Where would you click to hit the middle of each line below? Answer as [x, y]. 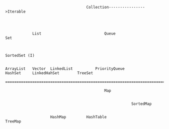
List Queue [74, 34]
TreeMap [13, 121]
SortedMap [141, 104]
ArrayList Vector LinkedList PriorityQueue [65, 69]
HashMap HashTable [78, 117]
